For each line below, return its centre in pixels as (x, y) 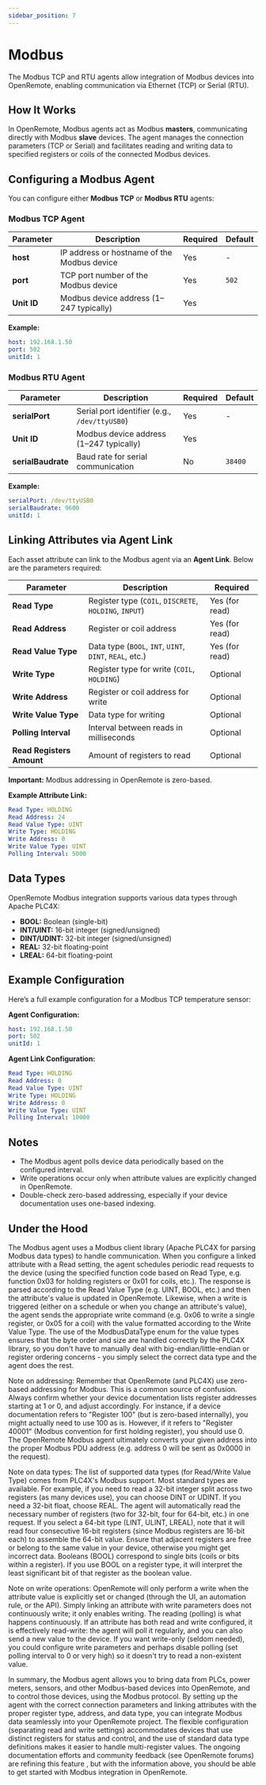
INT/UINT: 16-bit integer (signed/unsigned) (90, 930)
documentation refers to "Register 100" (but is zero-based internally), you (128, 1414)
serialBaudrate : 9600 (44, 508)
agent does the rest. (41, 1365)
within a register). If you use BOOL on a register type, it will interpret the (125, 1564)
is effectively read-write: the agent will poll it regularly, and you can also (125, 1630)
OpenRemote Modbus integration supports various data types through (123, 897)
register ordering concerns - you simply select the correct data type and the (133, 1357)
